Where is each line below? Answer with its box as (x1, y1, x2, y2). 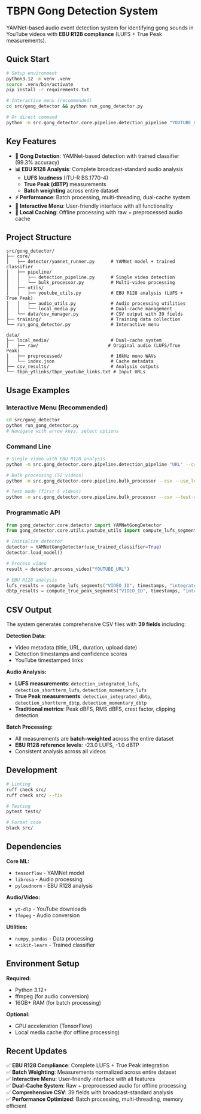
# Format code (6, 819, 42, 826)
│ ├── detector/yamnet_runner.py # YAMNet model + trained (6, 259, 175, 265)
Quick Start (6, 54, 50, 64)
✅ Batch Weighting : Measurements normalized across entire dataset (6, 1068, 176, 1076)
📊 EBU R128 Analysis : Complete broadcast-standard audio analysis (14, 165, 184, 172)
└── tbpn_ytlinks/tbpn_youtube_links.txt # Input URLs (6, 369, 146, 375)
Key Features (6, 136, 57, 146)
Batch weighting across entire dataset (23, 187, 119, 194)
